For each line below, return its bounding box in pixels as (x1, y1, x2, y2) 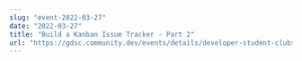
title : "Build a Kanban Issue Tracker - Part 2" (9, 30, 195, 39)
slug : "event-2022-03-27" (9, 13, 106, 22)
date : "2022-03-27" (9, 22, 83, 30)
